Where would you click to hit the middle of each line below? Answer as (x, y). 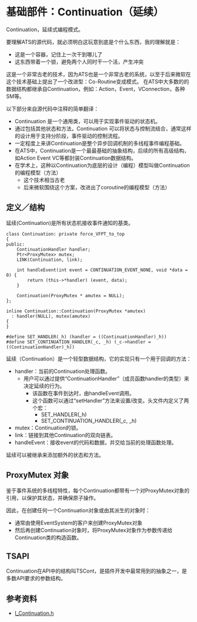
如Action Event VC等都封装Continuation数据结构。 (76, 158)
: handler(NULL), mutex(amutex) (51, 316)
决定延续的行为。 (44, 386)
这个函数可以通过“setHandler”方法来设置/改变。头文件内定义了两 (111, 401)
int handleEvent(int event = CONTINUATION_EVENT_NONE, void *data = (102, 270)
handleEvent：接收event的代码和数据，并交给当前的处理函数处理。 (96, 442)
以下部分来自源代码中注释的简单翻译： (52, 109)
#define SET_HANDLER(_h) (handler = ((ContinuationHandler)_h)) (86, 337)
